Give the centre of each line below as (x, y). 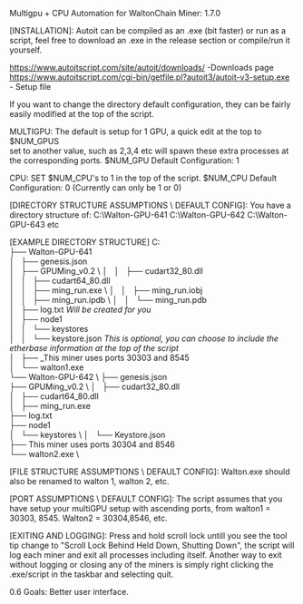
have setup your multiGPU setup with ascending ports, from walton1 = (140, 508)
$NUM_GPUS (34, 141)
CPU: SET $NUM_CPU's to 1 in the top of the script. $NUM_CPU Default (143, 178)
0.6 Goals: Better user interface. (69, 592)
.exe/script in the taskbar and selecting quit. (92, 574)
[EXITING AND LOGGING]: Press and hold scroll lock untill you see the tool (148, 536)
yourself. (26, 50)
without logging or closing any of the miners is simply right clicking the (142, 565)
